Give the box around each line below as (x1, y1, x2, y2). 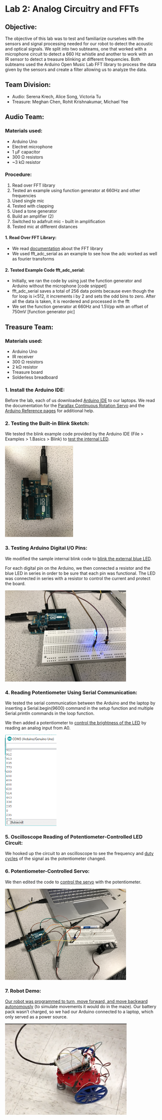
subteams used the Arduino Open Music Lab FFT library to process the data (5, 62, 156, 67)
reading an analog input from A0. (5, 725, 71, 731)
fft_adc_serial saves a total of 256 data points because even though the (12, 288, 155, 294)
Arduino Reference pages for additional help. (5, 408, 94, 414)
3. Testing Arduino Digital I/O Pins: (5, 544, 88, 551)
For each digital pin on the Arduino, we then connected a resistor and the (5, 565, 151, 571)
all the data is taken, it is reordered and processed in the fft (12, 298, 130, 304)
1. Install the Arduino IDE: (5, 386, 65, 393)
